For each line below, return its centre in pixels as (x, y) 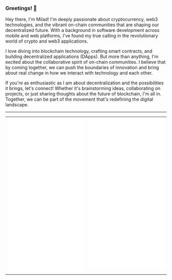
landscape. (17, 105)
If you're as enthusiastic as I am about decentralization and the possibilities (84, 83)
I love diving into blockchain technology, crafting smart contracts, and (79, 51)
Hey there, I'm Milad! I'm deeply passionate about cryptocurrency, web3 (82, 20)
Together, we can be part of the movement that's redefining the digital (79, 99)
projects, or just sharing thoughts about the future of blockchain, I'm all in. (83, 94)
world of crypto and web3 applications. (47, 41)
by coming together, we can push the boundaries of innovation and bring (82, 68)
